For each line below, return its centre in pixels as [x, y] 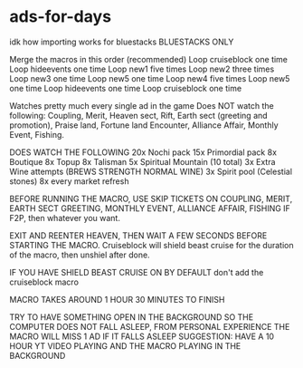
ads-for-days [60, 17]
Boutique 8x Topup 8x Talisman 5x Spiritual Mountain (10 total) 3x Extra [142, 161]
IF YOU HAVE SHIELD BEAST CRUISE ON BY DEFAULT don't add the [137, 272]
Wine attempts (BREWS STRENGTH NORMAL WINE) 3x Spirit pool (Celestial [151, 171]
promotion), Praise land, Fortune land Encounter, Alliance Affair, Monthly [144, 125]
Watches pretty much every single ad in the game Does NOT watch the [142, 105]
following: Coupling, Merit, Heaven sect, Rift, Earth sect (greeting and [139, 115]
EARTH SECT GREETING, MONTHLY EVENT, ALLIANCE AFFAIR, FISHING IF [150, 208]
